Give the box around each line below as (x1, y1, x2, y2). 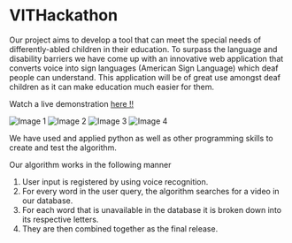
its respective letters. (21, 214, 99, 224)
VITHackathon (9, 5, 118, 26)
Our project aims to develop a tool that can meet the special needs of (9, 34, 262, 45)
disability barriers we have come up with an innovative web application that (9, 53, 284, 64)
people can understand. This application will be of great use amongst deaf (9, 72, 281, 82)
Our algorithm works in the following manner (9, 159, 172, 170)
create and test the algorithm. (9, 142, 118, 153)
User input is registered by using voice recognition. (21, 176, 209, 186)
